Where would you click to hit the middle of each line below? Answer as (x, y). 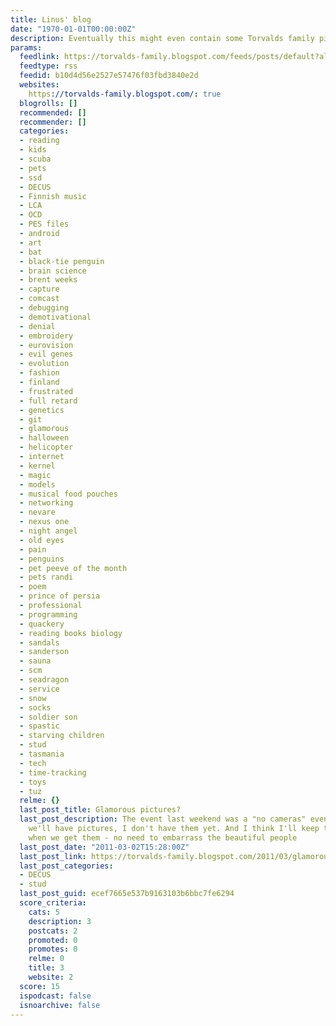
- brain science (53, 271)
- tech (33, 763)
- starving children (62, 736)
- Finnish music (53, 196)
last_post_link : (53, 856)
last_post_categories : (66, 866)
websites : (39, 85)
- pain (33, 549)
